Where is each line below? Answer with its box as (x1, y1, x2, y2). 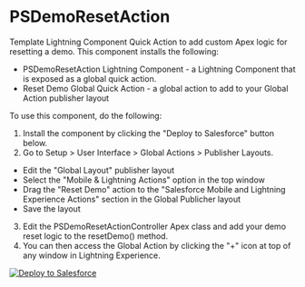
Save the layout (22, 203, 81, 214)
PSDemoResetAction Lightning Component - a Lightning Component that (22, 64, 297, 74)
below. (22, 137, 48, 148)
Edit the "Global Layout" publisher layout (22, 164, 175, 175)
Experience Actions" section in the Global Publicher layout (22, 193, 241, 204)
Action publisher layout (22, 93, 110, 104)
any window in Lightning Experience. (22, 250, 161, 261)
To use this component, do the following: (9, 110, 162, 121)
